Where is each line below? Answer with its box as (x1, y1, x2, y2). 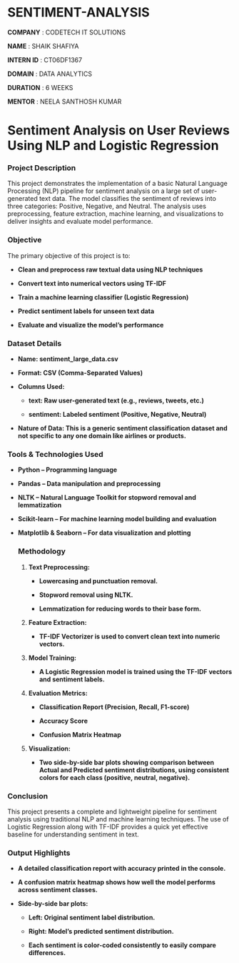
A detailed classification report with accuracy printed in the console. (17, 864, 226, 873)
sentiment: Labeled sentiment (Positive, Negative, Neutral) (28, 410, 207, 419)
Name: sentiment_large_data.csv (17, 355, 119, 363)
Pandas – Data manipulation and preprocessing (17, 480, 161, 488)
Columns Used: (17, 382, 65, 391)
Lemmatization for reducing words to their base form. (39, 604, 202, 613)
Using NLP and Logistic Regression (7, 137, 219, 154)
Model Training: (28, 653, 77, 662)
